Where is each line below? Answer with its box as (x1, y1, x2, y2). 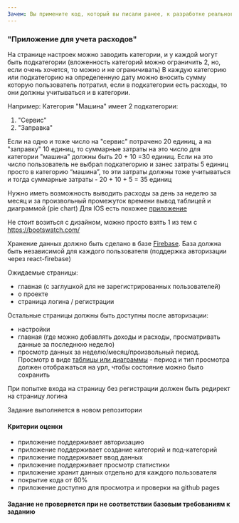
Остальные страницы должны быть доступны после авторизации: (7, 311, 208, 320)
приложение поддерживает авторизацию (17, 438, 144, 447)
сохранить (17, 370, 51, 379)
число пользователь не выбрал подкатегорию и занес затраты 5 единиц (7, 160, 229, 168)
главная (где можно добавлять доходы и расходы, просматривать (17, 332, 221, 341)
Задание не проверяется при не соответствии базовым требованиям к (7, 499, 230, 508)
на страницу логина (7, 392, 68, 400)
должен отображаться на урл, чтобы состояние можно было (17, 362, 204, 371)
